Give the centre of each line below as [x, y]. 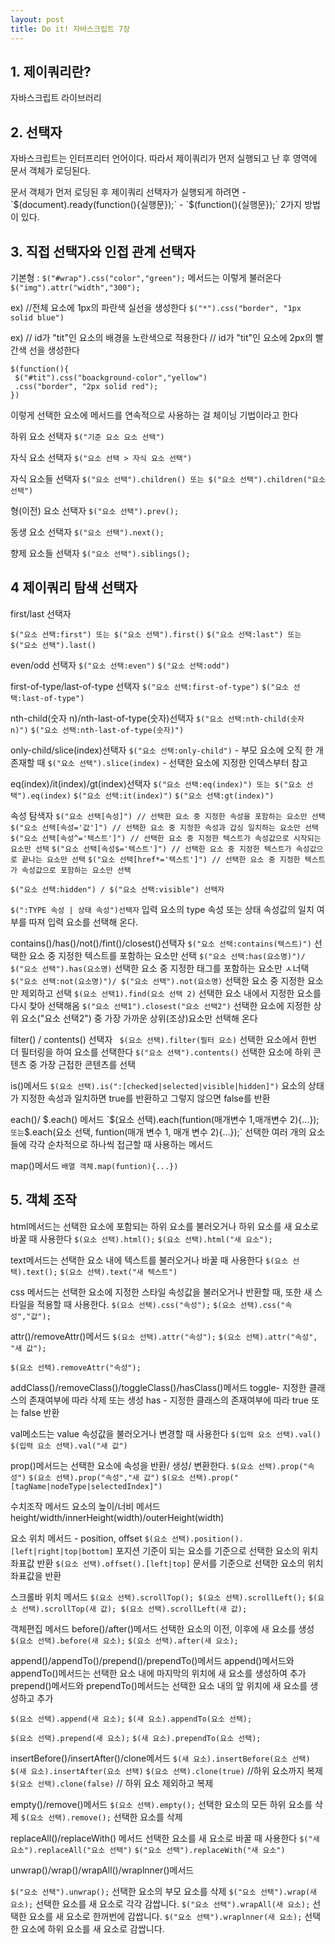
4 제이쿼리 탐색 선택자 [74, 587]
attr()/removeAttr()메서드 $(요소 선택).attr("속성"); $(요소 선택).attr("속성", [164, 1336]
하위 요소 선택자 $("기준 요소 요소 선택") [87, 436]
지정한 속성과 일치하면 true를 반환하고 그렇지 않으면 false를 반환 [145, 1098]
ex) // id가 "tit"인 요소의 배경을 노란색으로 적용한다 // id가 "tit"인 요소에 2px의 [161, 337]
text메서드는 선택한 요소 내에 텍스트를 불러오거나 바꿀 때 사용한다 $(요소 [149, 1260]
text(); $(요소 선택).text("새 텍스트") [102, 1272]
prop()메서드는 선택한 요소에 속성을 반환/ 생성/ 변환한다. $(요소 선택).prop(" [159, 1465]
